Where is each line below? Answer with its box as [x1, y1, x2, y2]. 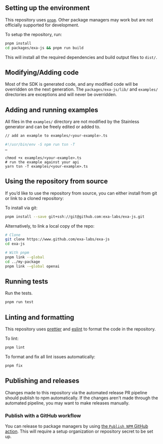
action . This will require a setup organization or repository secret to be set [5, 428, 153, 434]
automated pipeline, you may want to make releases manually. [5, 400, 130, 406]
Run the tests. [5, 290, 33, 296]
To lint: [5, 336, 18, 342]
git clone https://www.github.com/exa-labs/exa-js [5, 237, 110, 242]
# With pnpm [5, 251, 29, 255]
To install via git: [5, 205, 38, 211]
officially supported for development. [5, 22, 79, 28]
